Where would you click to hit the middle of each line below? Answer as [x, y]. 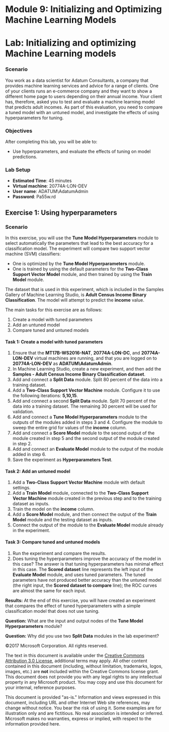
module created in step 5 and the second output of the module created [86, 438]
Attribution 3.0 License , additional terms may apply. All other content [76, 661]
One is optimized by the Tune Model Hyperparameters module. [79, 263]
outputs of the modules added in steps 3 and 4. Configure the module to [87, 422]
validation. [23, 412]
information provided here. [33, 724]
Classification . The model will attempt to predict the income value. [75, 300]
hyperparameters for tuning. [34, 118]
